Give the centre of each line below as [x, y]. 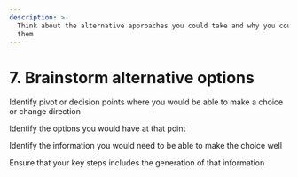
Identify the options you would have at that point [98, 128]
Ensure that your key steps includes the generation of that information [137, 163]
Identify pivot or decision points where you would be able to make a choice [146, 102]
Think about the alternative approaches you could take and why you [146, 26]
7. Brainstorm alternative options [132, 77]
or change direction [45, 112]
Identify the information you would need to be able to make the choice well [145, 146]
